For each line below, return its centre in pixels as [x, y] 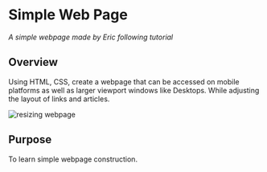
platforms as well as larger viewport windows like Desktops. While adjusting [134, 90]
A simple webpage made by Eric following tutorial [91, 37]
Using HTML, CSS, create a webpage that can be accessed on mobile [124, 81]
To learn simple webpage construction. [73, 159]
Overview [33, 62]
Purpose [30, 139]
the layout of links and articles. [59, 99]
